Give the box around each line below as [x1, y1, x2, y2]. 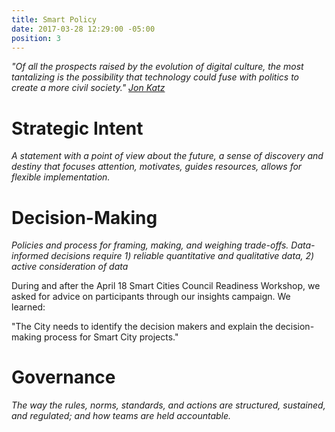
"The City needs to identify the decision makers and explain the [11, 321, 274, 333]
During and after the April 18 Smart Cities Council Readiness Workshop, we [11, 280, 321, 292]
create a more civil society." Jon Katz [11, 82, 166, 94]
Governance [11, 366, 116, 389]
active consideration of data [11, 261, 129, 273]
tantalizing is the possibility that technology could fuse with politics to [11, 71, 300, 83]
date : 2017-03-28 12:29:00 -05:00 [11, 24, 156, 34]
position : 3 [11, 33, 61, 43]
